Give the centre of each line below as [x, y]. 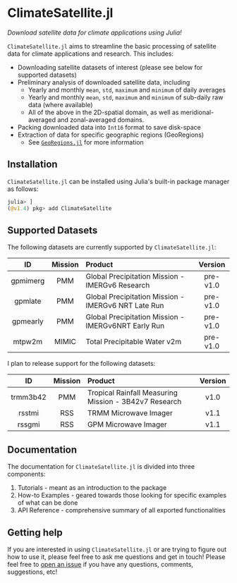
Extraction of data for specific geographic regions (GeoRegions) [111, 135]
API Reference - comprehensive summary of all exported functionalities [121, 510]
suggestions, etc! [32, 572]
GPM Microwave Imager [127, 424]
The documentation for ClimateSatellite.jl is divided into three [101, 467]
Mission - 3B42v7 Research [134, 402]
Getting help [35, 533]
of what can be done [48, 503]
